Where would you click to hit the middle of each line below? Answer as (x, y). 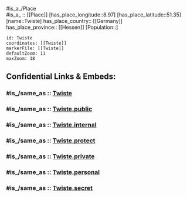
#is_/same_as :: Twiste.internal (51, 125)
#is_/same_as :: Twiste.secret (49, 188)
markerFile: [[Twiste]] (35, 48)
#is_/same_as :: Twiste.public (49, 109)
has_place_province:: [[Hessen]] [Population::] (62, 27)
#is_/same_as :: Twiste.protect (51, 141)
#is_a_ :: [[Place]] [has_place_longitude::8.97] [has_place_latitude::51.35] (94, 15)
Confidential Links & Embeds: (61, 77)
